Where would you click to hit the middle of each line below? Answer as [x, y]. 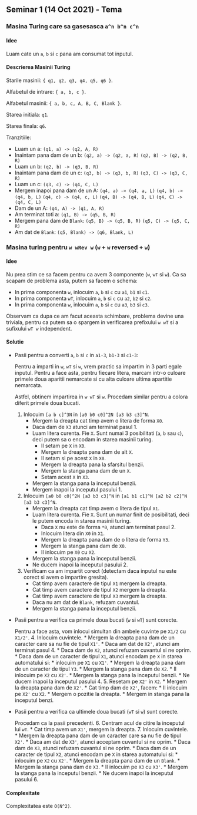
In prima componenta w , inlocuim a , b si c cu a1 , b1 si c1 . [82, 292]
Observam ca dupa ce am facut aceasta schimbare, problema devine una [95, 316]
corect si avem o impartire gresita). [66, 578]
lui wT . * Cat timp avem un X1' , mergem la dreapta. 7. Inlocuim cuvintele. [101, 730]
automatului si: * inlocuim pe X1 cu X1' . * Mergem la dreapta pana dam [100, 663]
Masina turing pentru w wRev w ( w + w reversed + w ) [78, 247]
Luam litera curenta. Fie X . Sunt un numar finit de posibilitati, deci [111, 514]
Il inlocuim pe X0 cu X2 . [68, 552]
